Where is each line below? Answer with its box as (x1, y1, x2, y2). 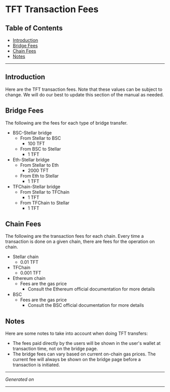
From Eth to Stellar (20, 172, 59, 179)
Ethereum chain (12, 275, 46, 281)
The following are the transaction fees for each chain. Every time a (5, 233, 144, 239)
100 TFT (27, 140, 46, 147)
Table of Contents (5, 24, 63, 32)
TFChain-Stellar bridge (12, 184, 61, 190)
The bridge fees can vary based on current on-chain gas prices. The (12, 351, 156, 357)
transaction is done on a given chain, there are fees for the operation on (5, 238, 155, 244)
